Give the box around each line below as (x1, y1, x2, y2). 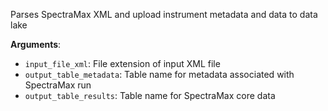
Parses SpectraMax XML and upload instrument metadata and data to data (10, 9, 318, 20)
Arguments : (10, 39, 62, 50)
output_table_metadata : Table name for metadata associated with (24, 69, 295, 80)
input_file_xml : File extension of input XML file (24, 58, 221, 69)
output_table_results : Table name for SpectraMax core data (24, 90, 276, 101)
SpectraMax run (24, 79, 92, 91)
